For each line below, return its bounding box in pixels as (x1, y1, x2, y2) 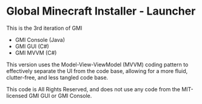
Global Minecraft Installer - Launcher (6, 4, 196, 18)
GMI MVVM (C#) (15, 49, 57, 56)
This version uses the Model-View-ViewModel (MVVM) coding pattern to (6, 61, 189, 68)
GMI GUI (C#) (15, 43, 50, 50)
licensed (6, 92, 28, 99)
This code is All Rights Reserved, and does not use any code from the (6, 85, 181, 92)
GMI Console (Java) (15, 36, 66, 43)
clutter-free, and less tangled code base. (6, 74, 109, 81)
